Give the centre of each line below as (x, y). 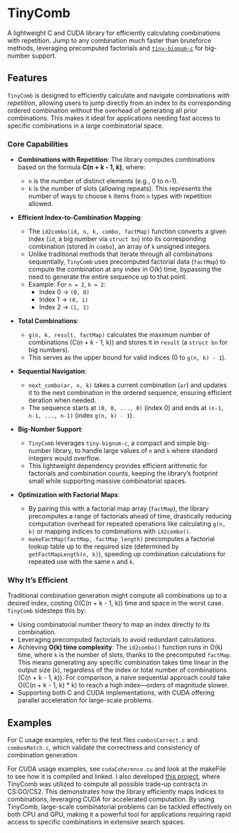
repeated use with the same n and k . (81, 562)
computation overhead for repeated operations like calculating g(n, (127, 524)
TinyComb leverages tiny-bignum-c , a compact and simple (112, 443)
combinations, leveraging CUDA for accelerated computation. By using (111, 799)
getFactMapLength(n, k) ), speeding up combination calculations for (127, 554)
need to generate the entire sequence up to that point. (107, 277)
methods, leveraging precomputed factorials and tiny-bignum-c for (106, 48)
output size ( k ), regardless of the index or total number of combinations (122, 670)
